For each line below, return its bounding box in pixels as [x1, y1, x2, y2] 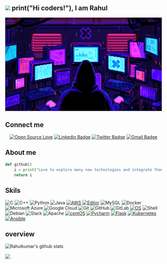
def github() [5, 162, 32, 167]
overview [5, 230, 35, 239]
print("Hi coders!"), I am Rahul [11, 4, 108, 12]
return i [14, 173, 32, 178]
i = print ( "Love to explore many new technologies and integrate [14, 167, 153, 172]
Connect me [5, 121, 44, 129]
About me [5, 148, 36, 157]
